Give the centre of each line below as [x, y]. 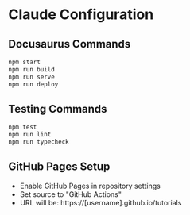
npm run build [32, 69]
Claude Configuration [81, 15]
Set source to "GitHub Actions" [70, 194]
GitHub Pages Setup [59, 167]
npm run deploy [33, 84]
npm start [25, 62]
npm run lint [30, 135]
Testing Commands [58, 109]
